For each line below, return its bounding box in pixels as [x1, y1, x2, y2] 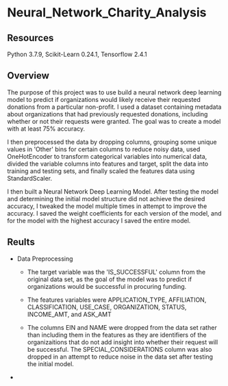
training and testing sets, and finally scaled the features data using [7, 166, 195, 175]
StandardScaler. [7, 174, 53, 182]
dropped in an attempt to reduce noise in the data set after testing [27, 352, 214, 361]
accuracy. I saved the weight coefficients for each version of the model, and [7, 209, 222, 217]
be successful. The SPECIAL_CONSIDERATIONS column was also [27, 345, 212, 353]
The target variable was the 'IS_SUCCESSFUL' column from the [27, 268, 206, 276]
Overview [7, 70, 50, 81]
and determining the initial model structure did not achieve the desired [7, 194, 205, 203]
